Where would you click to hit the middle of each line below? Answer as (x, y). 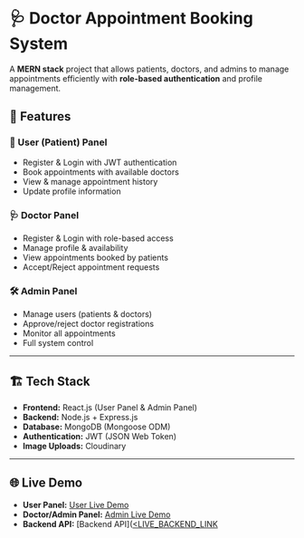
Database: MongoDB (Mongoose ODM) (96, 427)
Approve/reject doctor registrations (88, 324)
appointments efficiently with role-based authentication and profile (136, 78)
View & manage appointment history (90, 181)
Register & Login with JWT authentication (100, 162)
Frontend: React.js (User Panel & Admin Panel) (109, 408)
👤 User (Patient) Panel (58, 142)
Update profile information (71, 191)
